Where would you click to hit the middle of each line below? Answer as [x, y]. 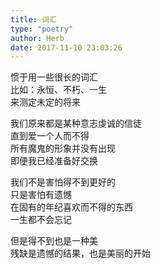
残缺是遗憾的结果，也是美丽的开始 [80, 253]
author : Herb [37, 38]
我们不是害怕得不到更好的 [63, 182]
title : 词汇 [33, 19]
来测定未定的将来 [45, 102]
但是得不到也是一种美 [54, 241]
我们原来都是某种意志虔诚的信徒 [76, 123]
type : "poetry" [42, 29]
